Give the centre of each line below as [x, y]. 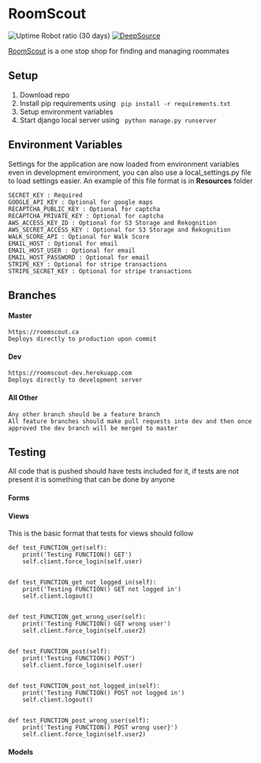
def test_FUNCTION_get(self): [58, 548]
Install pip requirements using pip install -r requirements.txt [125, 103]
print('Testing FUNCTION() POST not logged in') [104, 693]
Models [21, 752]
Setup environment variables [66, 111]
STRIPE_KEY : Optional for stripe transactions [88, 264]
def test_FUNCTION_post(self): [60, 652]
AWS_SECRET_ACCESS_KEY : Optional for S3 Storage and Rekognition [119, 230]
